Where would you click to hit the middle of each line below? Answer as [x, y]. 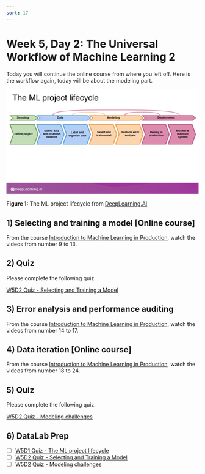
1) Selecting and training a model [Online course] [101, 223]
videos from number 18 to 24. [43, 371]
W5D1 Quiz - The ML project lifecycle [62, 451]
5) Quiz [20, 390]
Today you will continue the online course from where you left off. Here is [99, 74]
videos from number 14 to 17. [42, 330]
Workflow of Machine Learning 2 [91, 57]
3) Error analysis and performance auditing [90, 309]
